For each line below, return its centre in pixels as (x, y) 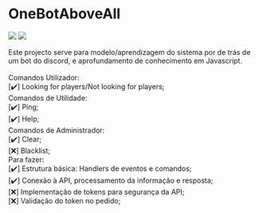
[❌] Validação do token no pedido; (65, 200)
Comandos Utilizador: (44, 77)
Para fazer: (26, 159)
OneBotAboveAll (65, 14)
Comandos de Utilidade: (48, 98)
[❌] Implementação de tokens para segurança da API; (96, 192)
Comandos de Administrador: (57, 130)
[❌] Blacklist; (29, 150)
